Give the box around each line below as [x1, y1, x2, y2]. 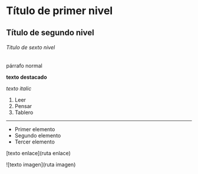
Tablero [14, 109, 34, 116]
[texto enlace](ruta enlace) [6, 149, 71, 156]
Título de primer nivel [6, 4, 113, 18]
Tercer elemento [14, 138, 55, 145]
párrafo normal [6, 62, 42, 69]
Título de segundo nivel [6, 28, 94, 38]
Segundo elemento [14, 132, 61, 139]
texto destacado [6, 73, 47, 81]
